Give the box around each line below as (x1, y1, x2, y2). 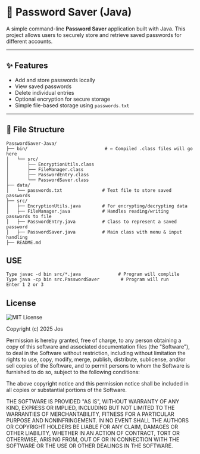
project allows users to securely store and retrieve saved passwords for (6, 31, 182, 38)
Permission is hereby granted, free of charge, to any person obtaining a (6, 337, 182, 344)
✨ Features (6, 61, 48, 71)
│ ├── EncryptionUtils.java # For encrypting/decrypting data (6, 203, 187, 209)
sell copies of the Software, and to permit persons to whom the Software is (6, 362, 190, 369)
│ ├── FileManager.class (6, 166, 84, 172)
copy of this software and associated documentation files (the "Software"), (6, 343, 190, 350)
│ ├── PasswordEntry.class (6, 172, 89, 178)
